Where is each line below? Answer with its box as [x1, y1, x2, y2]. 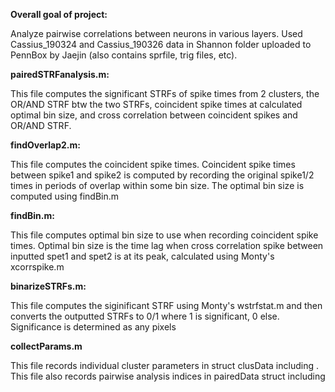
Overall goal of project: [10, 9, 108, 20]
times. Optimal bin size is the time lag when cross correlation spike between [10, 240, 324, 251]
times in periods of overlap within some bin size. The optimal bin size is [10, 180, 305, 191]
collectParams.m [10, 340, 83, 352]
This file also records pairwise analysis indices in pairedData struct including [10, 370, 326, 382]
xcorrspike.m [10, 261, 65, 273]
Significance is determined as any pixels [10, 321, 177, 333]
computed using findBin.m [10, 190, 120, 202]
